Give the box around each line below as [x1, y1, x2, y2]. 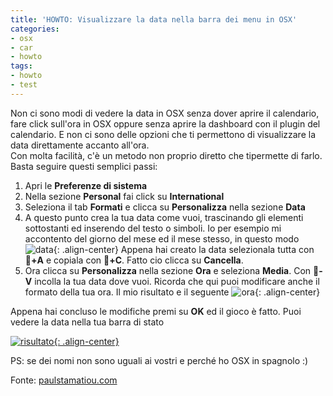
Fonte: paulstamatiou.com [10, 374, 118, 386]
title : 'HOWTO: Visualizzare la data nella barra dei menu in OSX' [10, 14, 298, 25]
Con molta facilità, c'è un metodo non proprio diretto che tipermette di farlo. [10, 149, 323, 161]
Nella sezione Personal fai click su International [24, 190, 225, 202]
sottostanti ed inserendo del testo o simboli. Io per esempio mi [24, 222, 282, 234]
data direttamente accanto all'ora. [10, 139, 150, 151]
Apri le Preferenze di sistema [24, 179, 148, 191]
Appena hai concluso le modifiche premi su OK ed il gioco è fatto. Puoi [10, 305, 302, 317]
